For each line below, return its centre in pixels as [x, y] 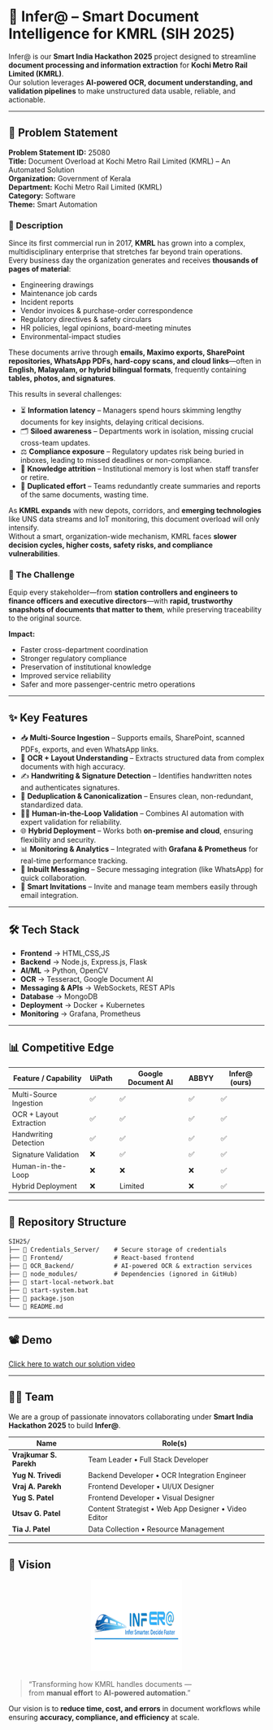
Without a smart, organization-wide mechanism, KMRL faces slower [123, 537]
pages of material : [40, 269]
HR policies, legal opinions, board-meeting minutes [106, 328]
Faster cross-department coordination [84, 650]
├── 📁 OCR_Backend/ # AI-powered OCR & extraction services [130, 1266]
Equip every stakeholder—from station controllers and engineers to [123, 592]
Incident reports [47, 302]
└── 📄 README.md [36, 1307]
